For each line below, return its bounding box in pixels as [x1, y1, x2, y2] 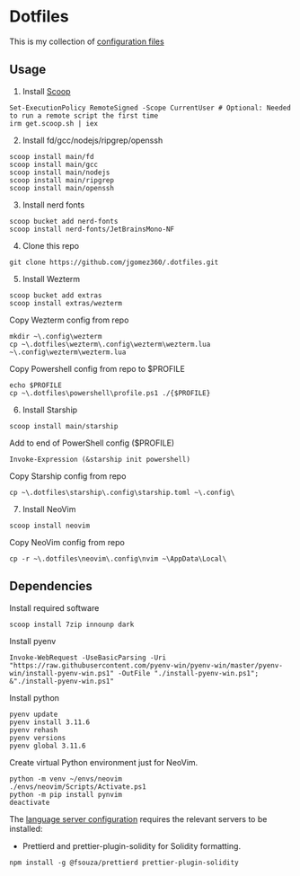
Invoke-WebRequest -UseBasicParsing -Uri [9, 653, 167, 662]
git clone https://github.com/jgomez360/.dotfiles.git [9, 258, 219, 267]
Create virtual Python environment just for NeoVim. [9, 757, 199, 767]
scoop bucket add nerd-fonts [9, 217, 119, 226]
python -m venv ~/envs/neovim [9, 774, 123, 783]
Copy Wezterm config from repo [9, 314, 129, 325]
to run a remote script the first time [9, 111, 159, 120]
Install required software [9, 602, 100, 613]
